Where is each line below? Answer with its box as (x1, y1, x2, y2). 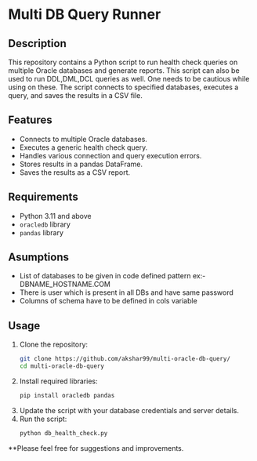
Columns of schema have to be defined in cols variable (19, 296, 197, 306)
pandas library (19, 227, 64, 237)
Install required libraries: (19, 376, 98, 386)
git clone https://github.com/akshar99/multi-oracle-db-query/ (19, 355, 231, 363)
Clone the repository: (19, 339, 89, 350)
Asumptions (8, 251, 69, 264)
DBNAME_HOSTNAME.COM (19, 280, 111, 289)
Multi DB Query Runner (8, 5, 161, 24)
